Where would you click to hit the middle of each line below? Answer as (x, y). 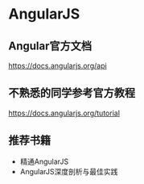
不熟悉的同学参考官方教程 (72, 93)
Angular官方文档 (50, 46)
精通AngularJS (44, 161)
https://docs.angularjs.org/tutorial (64, 113)
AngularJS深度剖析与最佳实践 (69, 171)
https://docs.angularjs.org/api (58, 66)
